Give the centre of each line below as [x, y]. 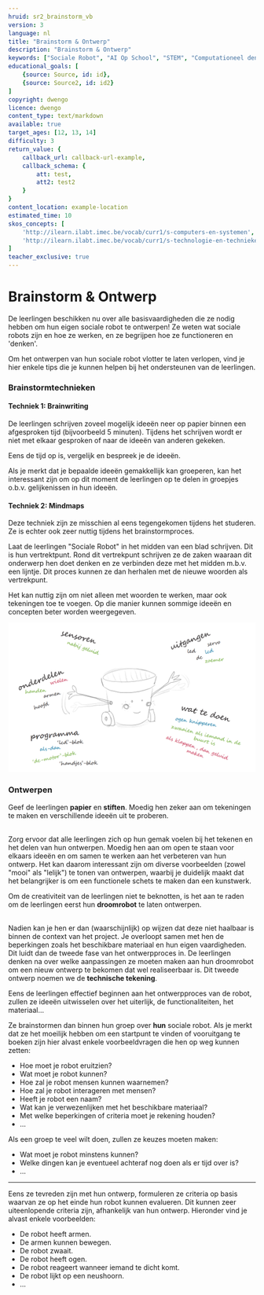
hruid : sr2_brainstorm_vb [50, 17]
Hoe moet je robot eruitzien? [66, 1066]
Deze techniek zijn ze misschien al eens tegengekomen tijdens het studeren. [132, 523]
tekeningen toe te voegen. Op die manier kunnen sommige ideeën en [120, 603]
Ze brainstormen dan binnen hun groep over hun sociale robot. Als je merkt [130, 1025]
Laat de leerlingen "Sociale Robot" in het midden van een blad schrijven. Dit [131, 547]
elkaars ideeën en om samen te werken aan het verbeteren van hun [117, 856]
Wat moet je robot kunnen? [63, 1073]
